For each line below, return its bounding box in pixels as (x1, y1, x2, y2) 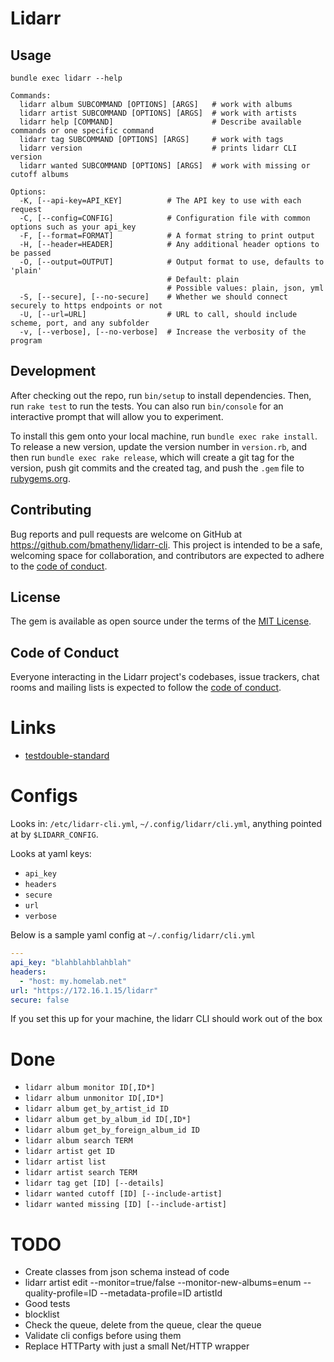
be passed (10, 248, 52, 258)
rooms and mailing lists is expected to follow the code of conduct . (10, 682, 282, 694)
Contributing (10, 502, 92, 519)
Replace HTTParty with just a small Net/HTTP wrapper (24, 1340, 250, 1352)
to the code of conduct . (10, 560, 108, 572)
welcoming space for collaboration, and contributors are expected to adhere (10, 549, 325, 561)
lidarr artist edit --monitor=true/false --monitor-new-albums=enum (24, 1277, 302, 1289)
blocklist (24, 1308, 60, 1321)
